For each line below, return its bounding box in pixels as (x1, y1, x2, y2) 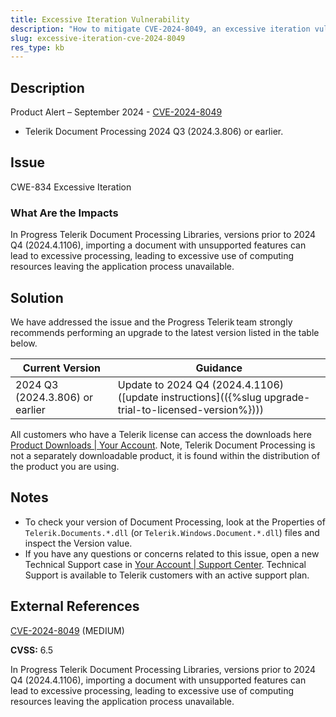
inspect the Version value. (24, 537, 133, 549)
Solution (10, 289, 64, 306)
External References (10, 598, 140, 615)
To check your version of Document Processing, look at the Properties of (24, 516, 326, 528)
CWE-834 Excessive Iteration (10, 181, 132, 193)
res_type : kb (10, 42, 65, 53)
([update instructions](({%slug (117, 390, 262, 404)
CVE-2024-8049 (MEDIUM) (10, 624, 125, 636)
